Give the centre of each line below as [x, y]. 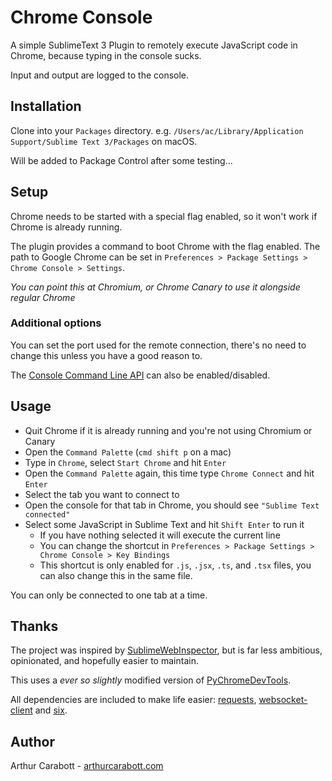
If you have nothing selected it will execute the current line [160, 535]
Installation [46, 106]
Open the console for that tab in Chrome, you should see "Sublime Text [172, 505]
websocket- [283, 700]
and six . [51, 710]
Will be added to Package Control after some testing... [121, 160]
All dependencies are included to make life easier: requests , [133, 700]
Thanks [34, 626]
